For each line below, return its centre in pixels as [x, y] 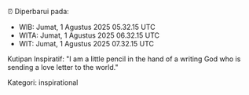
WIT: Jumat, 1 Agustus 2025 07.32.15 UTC [86, 44]
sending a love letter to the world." [63, 67]
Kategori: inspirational [43, 82]
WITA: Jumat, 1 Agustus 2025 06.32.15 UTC [89, 35]
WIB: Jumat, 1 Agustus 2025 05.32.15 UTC [87, 27]
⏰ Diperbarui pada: [38, 11]
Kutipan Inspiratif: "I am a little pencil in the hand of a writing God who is [124, 59]
